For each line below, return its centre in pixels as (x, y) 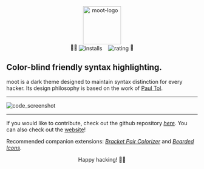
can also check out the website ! (46, 129)
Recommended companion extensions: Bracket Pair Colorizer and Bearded (100, 142)
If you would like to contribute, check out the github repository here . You (97, 123)
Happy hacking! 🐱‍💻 (102, 160)
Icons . (14, 148)
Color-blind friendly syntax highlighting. (84, 67)
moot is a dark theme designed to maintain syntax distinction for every (94, 82)
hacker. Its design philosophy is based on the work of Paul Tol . (84, 88)
